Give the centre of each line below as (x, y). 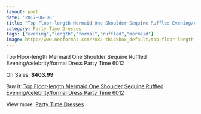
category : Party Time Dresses (44, 28)
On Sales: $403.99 (30, 75)
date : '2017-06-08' (31, 17)
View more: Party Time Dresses (45, 104)
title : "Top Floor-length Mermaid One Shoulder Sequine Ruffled (88, 23)
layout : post (22, 12)
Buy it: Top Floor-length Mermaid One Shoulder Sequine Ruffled (85, 86)
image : (14, 40)
